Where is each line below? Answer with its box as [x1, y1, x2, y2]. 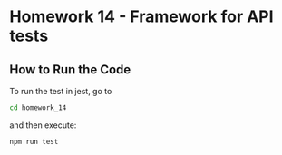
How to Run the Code [9, 62, 131, 77]
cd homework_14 [9, 103, 67, 112]
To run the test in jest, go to [9, 86, 112, 96]
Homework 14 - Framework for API [9, 6, 274, 27]
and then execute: [9, 120, 77, 131]
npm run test [9, 137, 59, 146]
